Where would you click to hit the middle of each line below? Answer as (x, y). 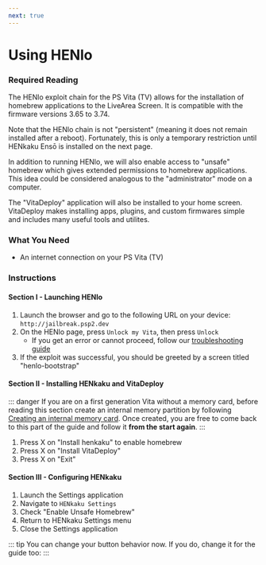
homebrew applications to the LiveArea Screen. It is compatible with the (126, 106)
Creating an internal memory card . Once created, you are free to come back (133, 418)
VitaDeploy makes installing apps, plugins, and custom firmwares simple (127, 211)
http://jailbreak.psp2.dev (64, 324)
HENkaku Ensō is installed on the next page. (81, 146)
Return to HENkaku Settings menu (75, 520)
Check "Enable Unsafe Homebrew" (77, 512)
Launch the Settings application (71, 495)
